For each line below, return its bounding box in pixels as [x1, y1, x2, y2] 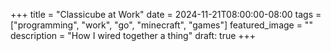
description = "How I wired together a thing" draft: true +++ [10, 30, 257, 41]
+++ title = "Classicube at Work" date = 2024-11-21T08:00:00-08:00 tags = [10, 9, 322, 20]
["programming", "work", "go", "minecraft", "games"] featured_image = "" [10, 19, 313, 31]
